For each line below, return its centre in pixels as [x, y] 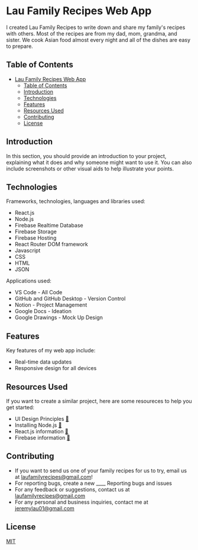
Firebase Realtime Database [49, 226]
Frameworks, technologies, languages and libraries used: [76, 201]
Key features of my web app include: [51, 350]
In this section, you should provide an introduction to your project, [86, 156]
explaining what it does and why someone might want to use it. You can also [99, 162]
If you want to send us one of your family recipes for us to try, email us [101, 470]
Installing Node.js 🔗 [38, 425]
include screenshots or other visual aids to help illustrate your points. [90, 168]
